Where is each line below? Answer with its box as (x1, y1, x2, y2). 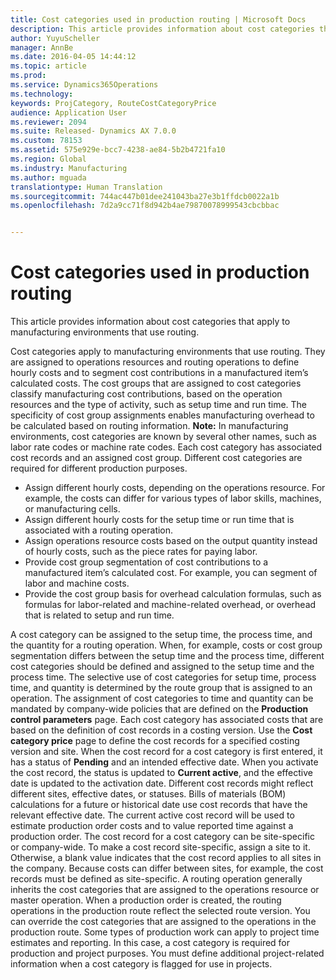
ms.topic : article (10, 61, 87, 71)
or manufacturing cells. (24, 503, 121, 515)
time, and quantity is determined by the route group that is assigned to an (10, 682, 313, 694)
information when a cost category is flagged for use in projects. (10, 958, 273, 970)
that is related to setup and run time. (24, 609, 175, 621)
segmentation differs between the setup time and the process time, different (10, 650, 325, 662)
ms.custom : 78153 (10, 136, 83, 146)
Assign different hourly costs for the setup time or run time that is (24, 514, 295, 526)
